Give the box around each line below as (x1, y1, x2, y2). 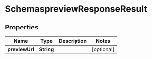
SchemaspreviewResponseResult (5, 3, 148, 15)
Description (59, 38, 87, 44)
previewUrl (7, 46, 35, 53)
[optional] (91, 46, 115, 53)
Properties (5, 23, 39, 31)
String (39, 46, 54, 53)
